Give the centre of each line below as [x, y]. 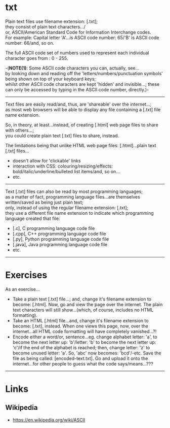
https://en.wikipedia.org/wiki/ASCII [49, 420]
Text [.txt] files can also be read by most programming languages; [74, 191]
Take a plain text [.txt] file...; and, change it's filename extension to [82, 299]
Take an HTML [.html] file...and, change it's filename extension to [80, 320]
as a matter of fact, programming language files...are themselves [73, 196]
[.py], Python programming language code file [61, 239]
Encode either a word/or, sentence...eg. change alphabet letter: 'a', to [85, 337]
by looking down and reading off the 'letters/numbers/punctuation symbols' [84, 73]
